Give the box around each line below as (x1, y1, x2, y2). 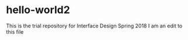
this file (6, 28, 24, 35)
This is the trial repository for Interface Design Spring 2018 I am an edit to (6, 22, 183, 29)
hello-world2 (6, 3, 70, 17)
